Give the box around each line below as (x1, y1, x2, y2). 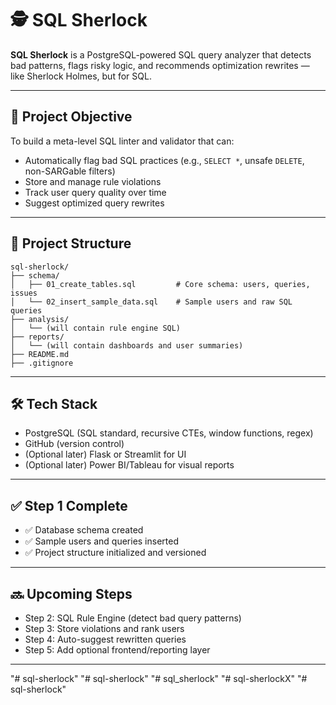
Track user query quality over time (24, 186, 167, 198)
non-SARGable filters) (24, 165, 116, 177)
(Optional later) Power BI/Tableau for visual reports (24, 459, 235, 471)
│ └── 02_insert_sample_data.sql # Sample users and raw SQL (10, 297, 293, 307)
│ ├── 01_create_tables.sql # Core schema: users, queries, (10, 279, 311, 289)
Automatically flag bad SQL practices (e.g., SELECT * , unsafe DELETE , (24, 154, 305, 166)
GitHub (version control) (24, 438, 125, 450)
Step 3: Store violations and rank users (24, 623, 185, 634)
